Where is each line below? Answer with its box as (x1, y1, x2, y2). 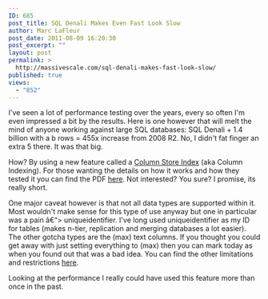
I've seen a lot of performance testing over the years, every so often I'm (8, 108, 246, 118)
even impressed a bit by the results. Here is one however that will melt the (8, 117, 252, 126)
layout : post (8, 49, 52, 57)
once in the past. (8, 281, 64, 292)
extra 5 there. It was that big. (8, 142, 103, 152)
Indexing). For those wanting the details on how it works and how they (8, 165, 240, 176)
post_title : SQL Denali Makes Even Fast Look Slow (8, 19, 181, 27)
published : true (8, 71, 62, 79)
